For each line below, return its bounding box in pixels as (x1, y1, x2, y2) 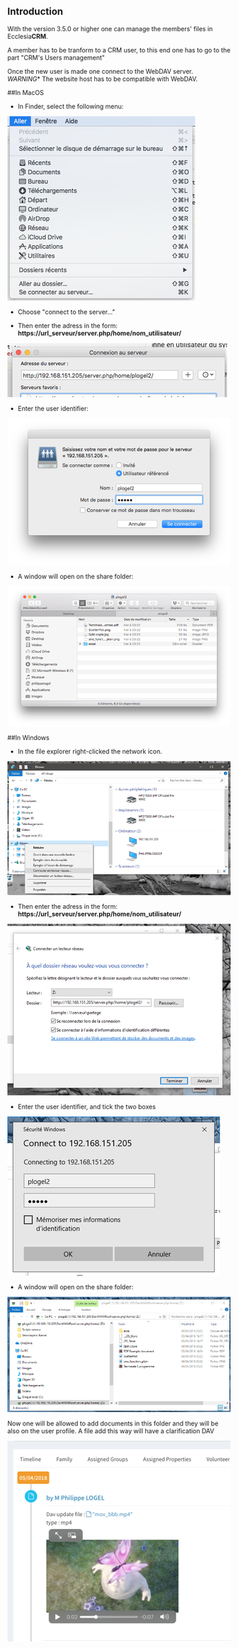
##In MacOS (7, 88, 44, 96)
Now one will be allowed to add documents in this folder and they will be (7, 1419, 219, 1428)
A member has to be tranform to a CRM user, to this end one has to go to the (7, 45, 231, 54)
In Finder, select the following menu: (17, 102, 124, 111)
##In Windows (7, 733, 50, 741)
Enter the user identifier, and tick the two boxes (17, 1102, 156, 1111)
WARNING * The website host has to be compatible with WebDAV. (7, 74, 198, 83)
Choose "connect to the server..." (17, 308, 115, 316)
